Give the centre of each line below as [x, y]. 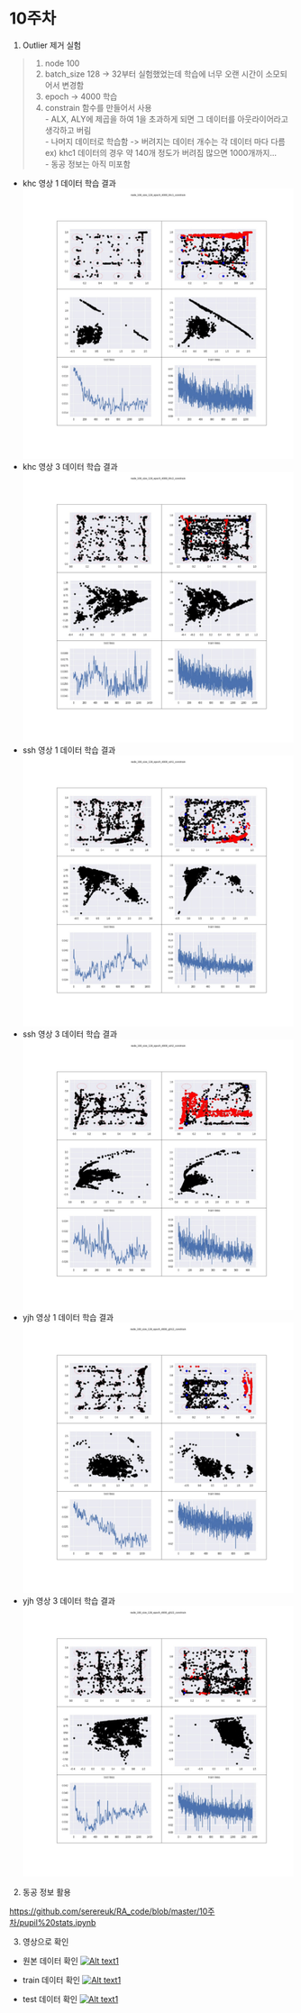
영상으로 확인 [46, 1942]
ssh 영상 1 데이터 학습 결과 [69, 750]
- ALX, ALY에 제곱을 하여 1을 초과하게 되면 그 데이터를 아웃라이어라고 [166, 119]
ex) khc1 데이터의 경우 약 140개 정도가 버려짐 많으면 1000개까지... [161, 152]
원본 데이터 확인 [50, 1961]
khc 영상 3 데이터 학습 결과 [70, 467]
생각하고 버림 [68, 130]
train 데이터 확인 [51, 1981]
